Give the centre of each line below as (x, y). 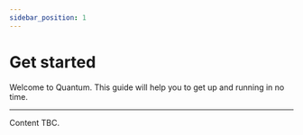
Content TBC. (35, 122)
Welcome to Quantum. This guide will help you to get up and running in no (147, 87)
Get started (53, 62)
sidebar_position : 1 (48, 18)
